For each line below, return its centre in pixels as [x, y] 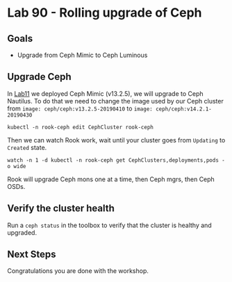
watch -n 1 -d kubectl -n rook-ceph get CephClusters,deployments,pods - [116, 160]
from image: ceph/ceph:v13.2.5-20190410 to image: [80, 108]
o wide [17, 166]
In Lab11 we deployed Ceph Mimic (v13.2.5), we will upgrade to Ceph [105, 93]
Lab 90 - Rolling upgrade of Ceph [105, 13]
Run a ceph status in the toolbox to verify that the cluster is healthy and [109, 225]
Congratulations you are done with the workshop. [78, 271]
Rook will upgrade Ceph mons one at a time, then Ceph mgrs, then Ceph [111, 179]
